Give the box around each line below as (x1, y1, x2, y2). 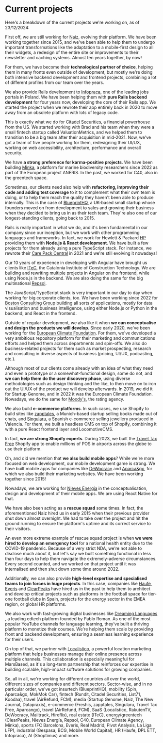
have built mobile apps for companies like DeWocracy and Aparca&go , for (5, 465, 153, 471)
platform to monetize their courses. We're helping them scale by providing (5, 626, 153, 632)
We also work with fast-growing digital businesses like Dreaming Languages (5, 611, 158, 616)
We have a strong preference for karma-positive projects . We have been (5, 159, 153, 165)
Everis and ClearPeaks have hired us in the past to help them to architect (5, 586, 150, 592)
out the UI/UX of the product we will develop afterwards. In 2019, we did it (5, 386, 153, 392)
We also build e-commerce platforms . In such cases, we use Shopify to (5, 405, 149, 411)
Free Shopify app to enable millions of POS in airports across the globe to (5, 441, 152, 446)
